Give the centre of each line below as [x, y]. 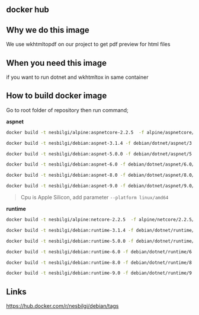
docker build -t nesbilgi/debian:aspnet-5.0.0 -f [69, 154]
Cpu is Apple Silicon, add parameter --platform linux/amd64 [94, 198]
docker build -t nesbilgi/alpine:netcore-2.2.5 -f [71, 220]
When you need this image [56, 63]
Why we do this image [48, 30]
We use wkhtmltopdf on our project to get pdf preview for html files [88, 44]
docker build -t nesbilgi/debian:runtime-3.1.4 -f [70, 230]
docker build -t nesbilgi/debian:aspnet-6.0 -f [66, 165]
